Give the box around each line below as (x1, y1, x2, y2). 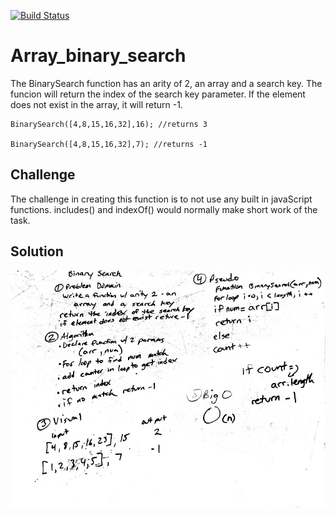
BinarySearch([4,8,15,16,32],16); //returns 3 (10, 119, 208, 129)
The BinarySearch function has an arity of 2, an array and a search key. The (10, 77, 323, 89)
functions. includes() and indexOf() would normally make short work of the (10, 203, 318, 215)
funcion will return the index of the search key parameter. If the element (10, 88, 306, 100)
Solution (10, 243, 64, 260)
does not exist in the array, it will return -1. (10, 98, 183, 110)
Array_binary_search (10, 45, 187, 67)
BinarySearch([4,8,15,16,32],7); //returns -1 (10, 139, 208, 149)
